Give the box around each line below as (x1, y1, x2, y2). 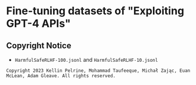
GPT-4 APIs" (6, 17, 71, 30)
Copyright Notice (6, 40, 71, 51)
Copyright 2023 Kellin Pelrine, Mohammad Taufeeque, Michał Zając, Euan (6, 68, 191, 74)
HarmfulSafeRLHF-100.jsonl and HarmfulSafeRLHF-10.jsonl (14, 56, 158, 63)
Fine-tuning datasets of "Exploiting (6, 4, 185, 18)
